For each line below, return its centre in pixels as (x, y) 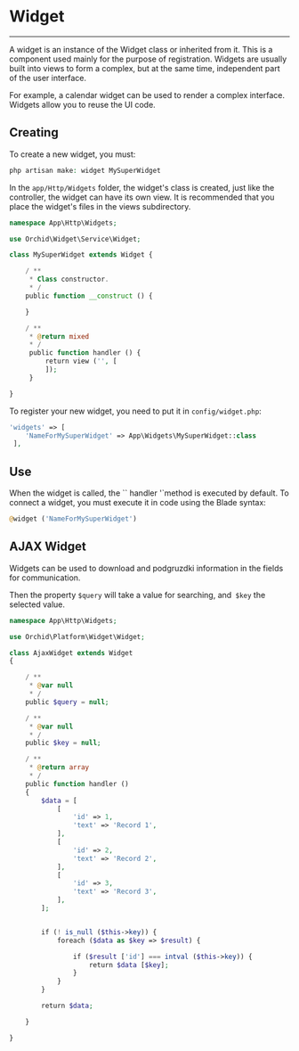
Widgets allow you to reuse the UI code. (82, 104)
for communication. (45, 578)
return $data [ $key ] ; (129, 965)
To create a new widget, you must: (73, 154)
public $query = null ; (67, 702)
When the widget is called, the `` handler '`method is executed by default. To (149, 493)
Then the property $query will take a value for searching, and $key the (137, 595)
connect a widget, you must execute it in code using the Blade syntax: (138, 503)
